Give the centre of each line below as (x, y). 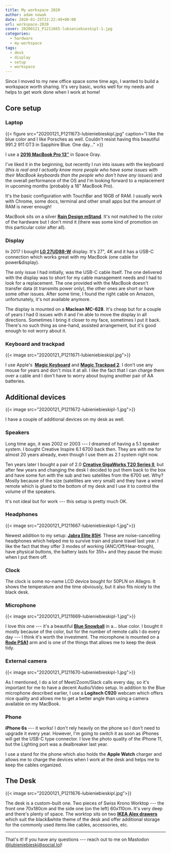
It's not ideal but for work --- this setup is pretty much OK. (66, 501)
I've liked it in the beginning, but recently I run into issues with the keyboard (84, 164)
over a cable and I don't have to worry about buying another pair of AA (79, 376)
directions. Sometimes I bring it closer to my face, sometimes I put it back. (83, 320)
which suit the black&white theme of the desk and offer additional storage (83, 819)
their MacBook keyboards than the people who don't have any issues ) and (83, 175)
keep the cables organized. (34, 765)
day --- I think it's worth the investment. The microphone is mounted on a (82, 637)
